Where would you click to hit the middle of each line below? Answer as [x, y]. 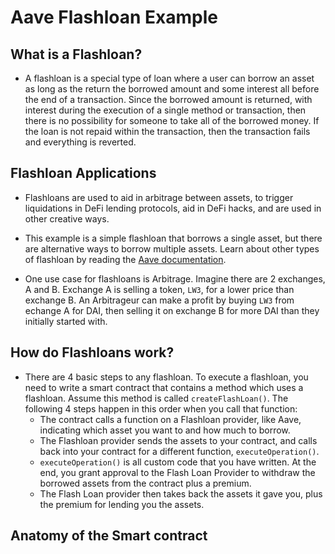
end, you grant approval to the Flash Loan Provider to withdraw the [177, 472]
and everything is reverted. [80, 142]
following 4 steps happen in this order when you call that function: [161, 408]
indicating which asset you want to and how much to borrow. [165, 430]
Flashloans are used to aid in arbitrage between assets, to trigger [159, 197]
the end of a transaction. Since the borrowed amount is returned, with [168, 99]
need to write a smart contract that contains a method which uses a [164, 387]
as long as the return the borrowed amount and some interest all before [172, 89]
